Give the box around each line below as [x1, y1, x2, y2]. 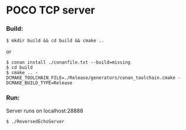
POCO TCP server [6, 4, 96, 17]
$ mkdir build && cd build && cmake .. [6, 38, 105, 44]
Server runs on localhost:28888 [6, 107, 84, 114]
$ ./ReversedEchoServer [6, 118, 65, 124]
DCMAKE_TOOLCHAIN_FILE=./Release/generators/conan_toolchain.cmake [6, 75, 176, 81]
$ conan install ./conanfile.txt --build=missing [6, 59, 131, 65]
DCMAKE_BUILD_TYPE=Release [6, 80, 73, 86]
